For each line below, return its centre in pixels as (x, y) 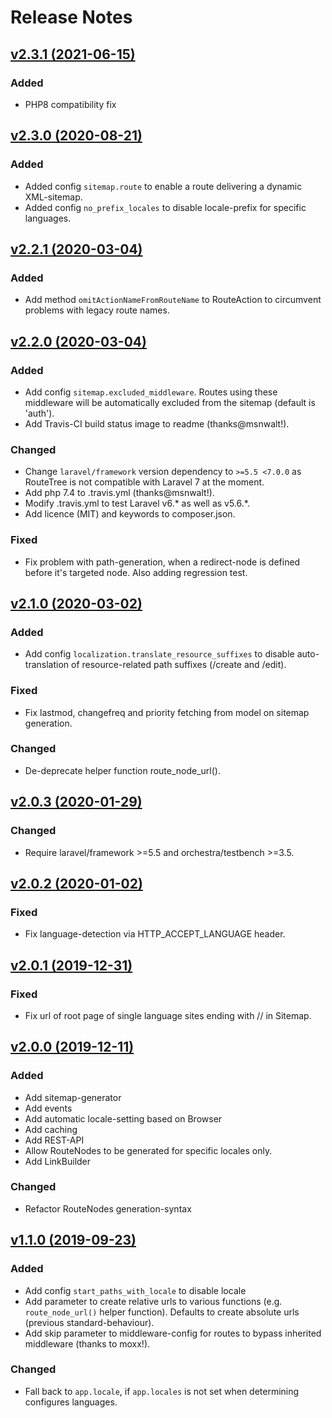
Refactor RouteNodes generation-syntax (108, 1208)
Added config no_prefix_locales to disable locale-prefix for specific (165, 207)
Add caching (51, 1129)
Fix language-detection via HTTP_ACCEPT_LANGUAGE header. (155, 934)
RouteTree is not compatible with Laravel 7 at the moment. (144, 482)
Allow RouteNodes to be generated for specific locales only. (148, 1150)
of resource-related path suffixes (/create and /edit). (178, 665)
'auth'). (39, 413)
